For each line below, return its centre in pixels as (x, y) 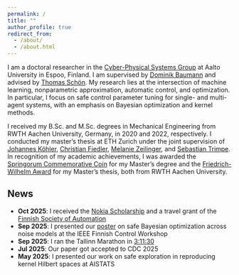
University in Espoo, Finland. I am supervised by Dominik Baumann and (112, 75)
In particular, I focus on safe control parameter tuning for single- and (108, 97)
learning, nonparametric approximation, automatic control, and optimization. (119, 90)
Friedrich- (217, 164)
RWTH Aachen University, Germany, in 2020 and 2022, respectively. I (110, 134)
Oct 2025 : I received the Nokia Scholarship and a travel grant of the (117, 211)
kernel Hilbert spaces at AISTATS (66, 264)
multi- (218, 97)
